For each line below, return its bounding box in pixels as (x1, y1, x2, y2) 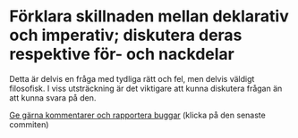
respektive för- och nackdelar (9, 45, 234, 64)
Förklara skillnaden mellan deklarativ (9, 6, 289, 27)
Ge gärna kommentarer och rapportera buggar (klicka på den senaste (9, 110, 266, 120)
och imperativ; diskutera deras (9, 25, 243, 45)
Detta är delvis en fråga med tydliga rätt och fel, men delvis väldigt (9, 73, 255, 84)
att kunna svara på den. (9, 92, 97, 103)
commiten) (9, 118, 49, 130)
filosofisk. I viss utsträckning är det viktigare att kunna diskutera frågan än (9, 83, 283, 93)
